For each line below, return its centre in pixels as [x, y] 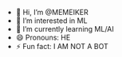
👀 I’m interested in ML [51, 21]
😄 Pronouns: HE [43, 37]
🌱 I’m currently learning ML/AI [65, 29]
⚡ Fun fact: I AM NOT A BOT [62, 46]
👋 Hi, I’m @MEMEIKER [52, 12]
